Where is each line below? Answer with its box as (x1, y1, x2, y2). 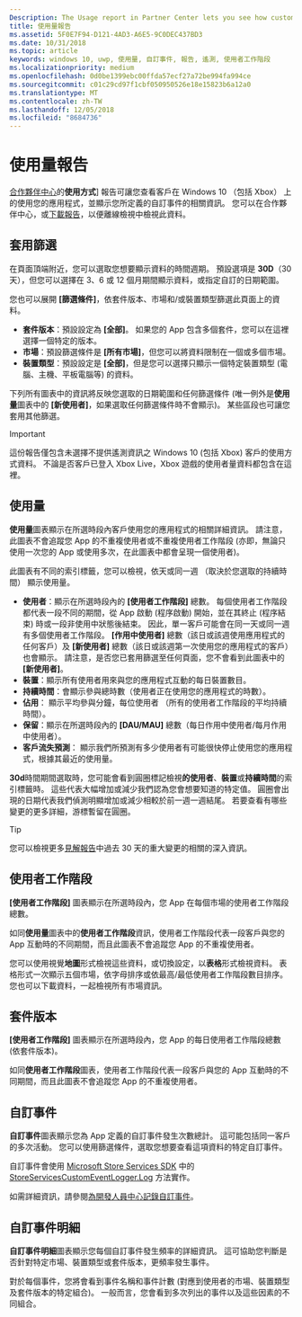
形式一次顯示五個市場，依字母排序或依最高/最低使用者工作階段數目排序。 (16, 968, 289, 980)
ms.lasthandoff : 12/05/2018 (9, 105, 115, 114)
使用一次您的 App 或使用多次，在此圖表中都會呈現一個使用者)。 (9, 546, 244, 557)
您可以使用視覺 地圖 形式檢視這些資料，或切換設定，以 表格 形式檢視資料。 (9, 957, 277, 968)
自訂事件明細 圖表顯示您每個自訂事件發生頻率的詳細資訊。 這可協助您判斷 (9, 1245, 280, 1256)
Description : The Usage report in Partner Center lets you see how (9, 13, 268, 22)
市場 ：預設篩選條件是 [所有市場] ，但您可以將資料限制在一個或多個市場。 (22, 346, 291, 357)
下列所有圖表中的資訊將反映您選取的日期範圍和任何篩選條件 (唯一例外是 (9, 387, 275, 398)
